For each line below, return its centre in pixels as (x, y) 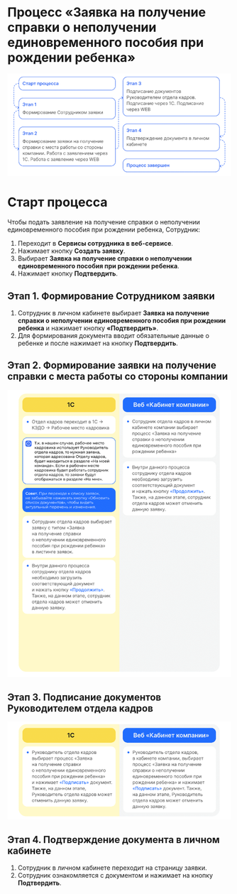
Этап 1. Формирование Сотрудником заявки (111, 296)
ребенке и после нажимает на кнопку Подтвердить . (98, 343)
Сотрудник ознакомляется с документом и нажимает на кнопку (115, 876)
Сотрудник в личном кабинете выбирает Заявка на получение (114, 313)
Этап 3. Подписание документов (84, 697)
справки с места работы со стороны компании (118, 377)
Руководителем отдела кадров (81, 708)
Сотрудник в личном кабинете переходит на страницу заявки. (112, 868)
